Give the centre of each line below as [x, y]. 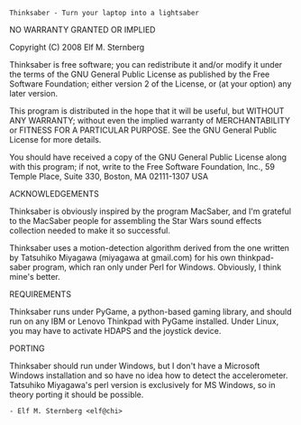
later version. [34, 93]
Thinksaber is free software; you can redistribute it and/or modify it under [146, 65]
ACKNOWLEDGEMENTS [54, 194]
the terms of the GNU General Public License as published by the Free [140, 74]
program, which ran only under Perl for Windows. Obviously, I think [157, 267]
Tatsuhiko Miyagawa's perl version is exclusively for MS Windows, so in [142, 385]
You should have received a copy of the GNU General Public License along [148, 157]
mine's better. [35, 277]
